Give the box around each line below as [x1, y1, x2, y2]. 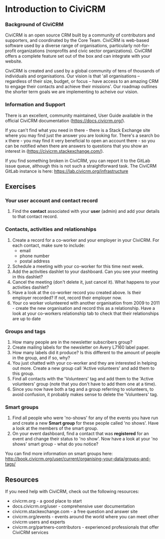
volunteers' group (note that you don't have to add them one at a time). [12, 381, 157, 387]
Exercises [5, 182, 36, 191]
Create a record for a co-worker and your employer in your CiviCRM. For [12, 237, 160, 243]
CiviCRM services [12, 530, 49, 536]
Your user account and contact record [5, 197, 98, 204]
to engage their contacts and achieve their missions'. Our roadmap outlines [5, 84, 158, 90]
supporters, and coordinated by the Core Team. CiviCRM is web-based [5, 37, 149, 43]
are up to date [12, 315, 41, 321]
